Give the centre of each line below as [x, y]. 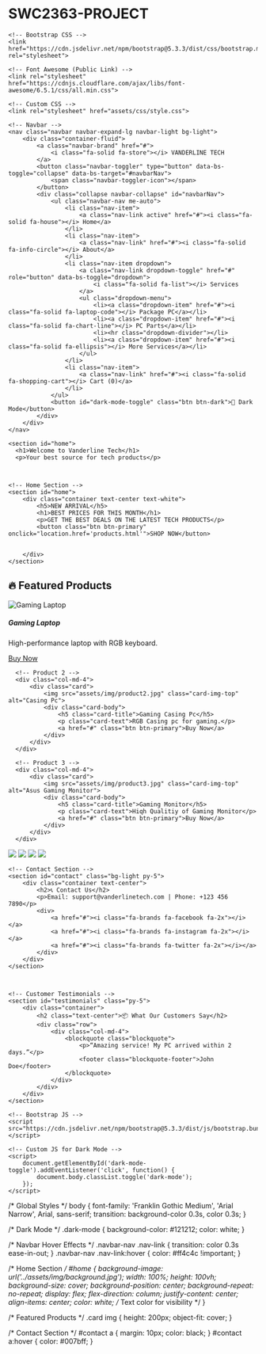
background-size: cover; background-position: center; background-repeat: [131, 1285]
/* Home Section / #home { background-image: [86, 1268]
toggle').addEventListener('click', [68, 1170]
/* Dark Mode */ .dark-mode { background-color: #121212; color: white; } [127, 1229]
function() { [154, 1170]
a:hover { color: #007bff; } [51, 1341]
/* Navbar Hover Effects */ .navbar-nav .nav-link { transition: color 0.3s [123, 1245]
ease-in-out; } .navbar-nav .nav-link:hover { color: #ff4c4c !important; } [125, 1253]
